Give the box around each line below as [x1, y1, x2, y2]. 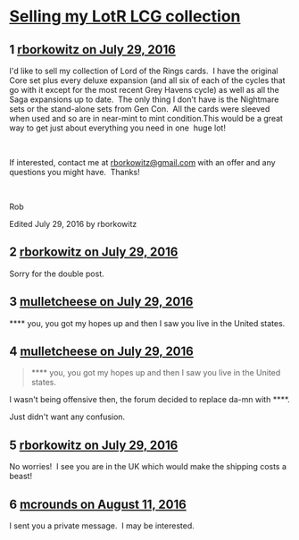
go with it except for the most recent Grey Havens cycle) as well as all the [9, 85, 279, 95]
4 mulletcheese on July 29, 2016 [9, 344, 194, 359]
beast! [9, 471, 33, 482]
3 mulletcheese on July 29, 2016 [9, 294, 194, 309]
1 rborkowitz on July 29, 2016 [9, 42, 176, 57]
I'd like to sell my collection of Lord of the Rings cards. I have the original [9, 65, 278, 76]
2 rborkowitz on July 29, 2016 [9, 244, 179, 260]
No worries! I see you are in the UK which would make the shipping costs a [9, 461, 287, 472]
